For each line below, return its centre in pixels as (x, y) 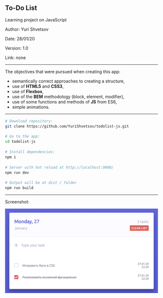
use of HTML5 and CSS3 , (38, 86)
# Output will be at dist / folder (41, 183)
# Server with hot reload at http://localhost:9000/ (59, 167)
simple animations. (31, 107)
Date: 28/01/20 (20, 39)
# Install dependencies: (30, 152)
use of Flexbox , (28, 91)
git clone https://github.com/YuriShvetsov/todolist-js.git (67, 126)
